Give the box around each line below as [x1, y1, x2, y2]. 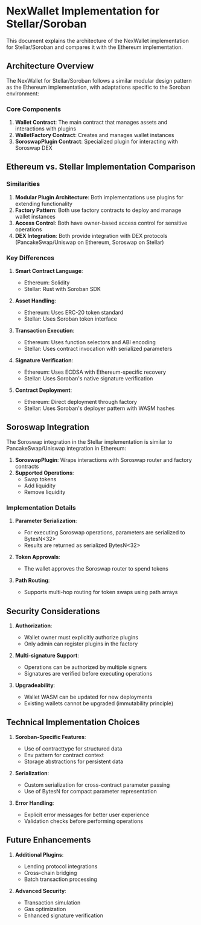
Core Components [6, 104, 62, 113]
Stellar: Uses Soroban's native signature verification [24, 375, 153, 382]
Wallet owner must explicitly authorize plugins [24, 633, 139, 641]
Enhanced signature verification [24, 912, 104, 919]
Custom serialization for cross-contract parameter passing [24, 781, 170, 789]
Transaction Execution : [14, 327, 75, 334]
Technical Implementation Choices [6, 717, 140, 728]
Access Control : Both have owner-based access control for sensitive [14, 219, 188, 226]
